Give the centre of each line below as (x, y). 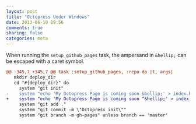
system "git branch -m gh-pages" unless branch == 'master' (93, 115)
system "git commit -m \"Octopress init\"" (73, 110)
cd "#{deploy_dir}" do (41, 83)
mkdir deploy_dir (35, 77)
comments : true (24, 28)
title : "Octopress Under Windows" (48, 17)
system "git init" (41, 88)
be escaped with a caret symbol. (45, 61)
